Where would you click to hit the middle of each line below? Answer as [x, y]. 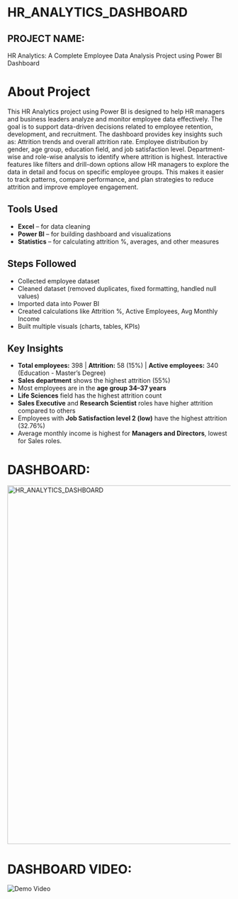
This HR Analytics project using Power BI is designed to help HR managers [116, 111]
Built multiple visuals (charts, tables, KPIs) [79, 326]
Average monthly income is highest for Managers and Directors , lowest [123, 433]
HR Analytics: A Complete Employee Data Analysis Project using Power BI [115, 55]
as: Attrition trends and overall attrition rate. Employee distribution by [108, 141]
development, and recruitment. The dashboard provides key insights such [115, 134]
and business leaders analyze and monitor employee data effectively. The [115, 119]
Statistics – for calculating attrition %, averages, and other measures [118, 241]
